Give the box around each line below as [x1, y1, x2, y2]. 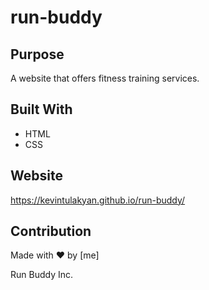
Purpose [10, 46, 65, 63]
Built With [10, 101, 73, 118]
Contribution [10, 223, 92, 240]
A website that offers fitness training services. [10, 72, 200, 84]
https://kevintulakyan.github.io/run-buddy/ [10, 194, 186, 206]
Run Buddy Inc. [10, 269, 74, 281]
